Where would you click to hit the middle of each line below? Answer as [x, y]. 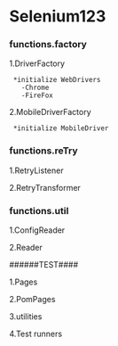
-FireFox [37, 95]
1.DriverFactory [37, 63]
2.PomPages [32, 300]
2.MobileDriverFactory [50, 112]
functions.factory [48, 45]
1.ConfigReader [37, 230]
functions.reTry [43, 151]
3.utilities [26, 317]
